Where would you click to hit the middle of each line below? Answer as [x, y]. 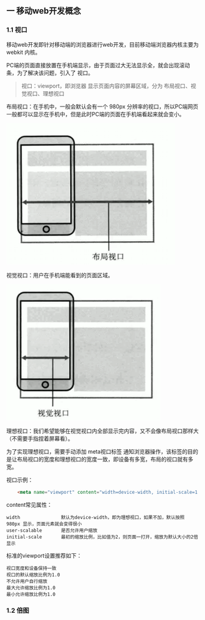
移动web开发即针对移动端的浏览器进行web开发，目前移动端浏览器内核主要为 [103, 44]
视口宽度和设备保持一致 [31, 568]
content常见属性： [30, 504]
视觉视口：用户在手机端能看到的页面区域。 [60, 275]
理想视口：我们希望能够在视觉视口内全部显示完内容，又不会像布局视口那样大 [103, 431]
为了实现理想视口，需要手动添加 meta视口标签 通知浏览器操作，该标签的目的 [102, 451]
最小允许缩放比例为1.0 [31, 594]
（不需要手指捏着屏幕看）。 [40, 438]
